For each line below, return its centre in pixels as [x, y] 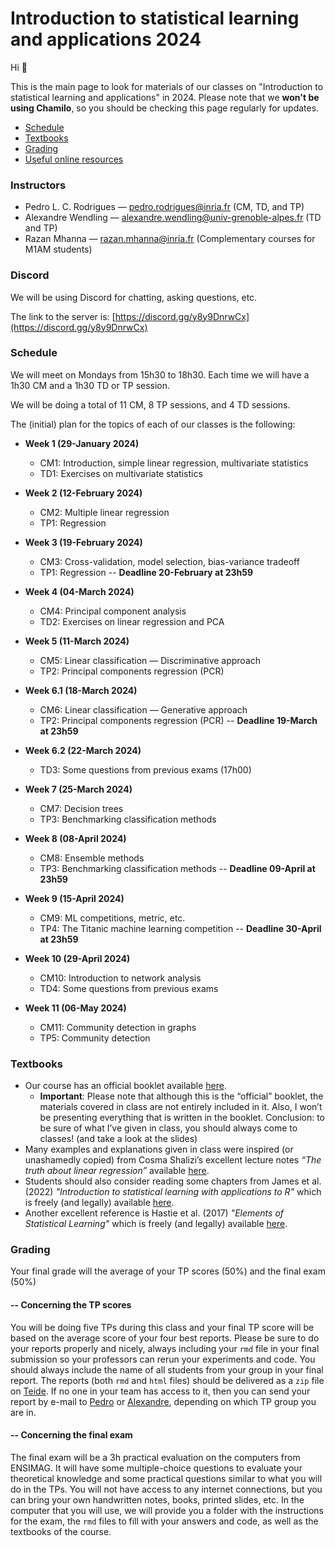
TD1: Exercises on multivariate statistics [121, 473]
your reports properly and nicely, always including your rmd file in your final [165, 1348]
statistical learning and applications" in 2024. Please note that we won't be [165, 97]
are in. [23, 1412]
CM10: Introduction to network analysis [120, 978]
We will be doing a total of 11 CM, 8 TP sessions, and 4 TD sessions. [150, 404]
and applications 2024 [106, 39]
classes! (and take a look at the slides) [118, 1139]
